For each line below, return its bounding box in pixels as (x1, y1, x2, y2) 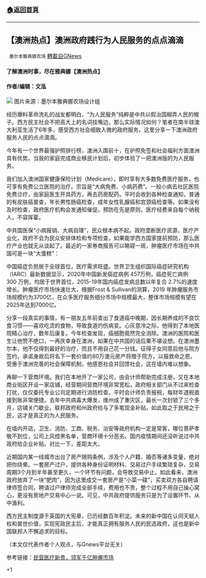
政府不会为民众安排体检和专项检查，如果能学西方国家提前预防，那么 (22, 234, 194, 241)
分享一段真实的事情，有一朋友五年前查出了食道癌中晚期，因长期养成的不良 (6, 314, 194, 321)
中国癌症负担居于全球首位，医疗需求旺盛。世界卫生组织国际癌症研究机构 (6, 262, 189, 270)
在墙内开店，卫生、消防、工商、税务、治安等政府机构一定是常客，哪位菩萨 (6, 424, 194, 432)
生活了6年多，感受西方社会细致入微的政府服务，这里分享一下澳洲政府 (22, 126, 198, 133)
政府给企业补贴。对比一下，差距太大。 (6, 440, 103, 447)
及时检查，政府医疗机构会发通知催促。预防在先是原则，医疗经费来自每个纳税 (6, 206, 200, 213)
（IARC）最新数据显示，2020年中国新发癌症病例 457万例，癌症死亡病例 (6, 270, 189, 278)
